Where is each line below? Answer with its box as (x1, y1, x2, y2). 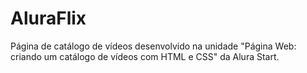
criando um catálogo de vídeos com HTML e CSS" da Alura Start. (10, 50, 280, 62)
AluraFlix (10, 7, 87, 30)
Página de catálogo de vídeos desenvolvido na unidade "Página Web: (10, 40, 297, 52)
